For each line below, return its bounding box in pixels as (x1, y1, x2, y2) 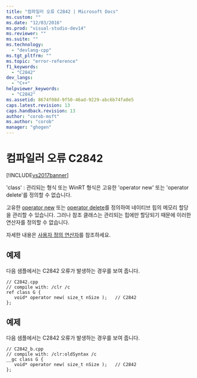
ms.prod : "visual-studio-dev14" (6, 25, 86, 31)
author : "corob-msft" (6, 113, 60, 119)
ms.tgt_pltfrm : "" (6, 53, 52, 59)
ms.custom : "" (6, 14, 42, 20)
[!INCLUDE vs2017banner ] (6, 171, 69, 178)
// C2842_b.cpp (6, 346, 44, 352)
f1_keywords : (6, 63, 39, 70)
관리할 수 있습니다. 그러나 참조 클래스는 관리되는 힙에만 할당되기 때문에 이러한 (12, 211, 192, 218)
